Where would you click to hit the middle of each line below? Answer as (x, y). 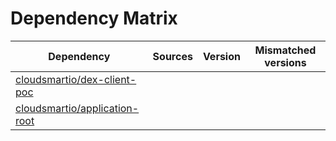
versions (285, 62)
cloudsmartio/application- (77, 108)
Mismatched (285, 50)
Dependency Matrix (94, 18)
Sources (172, 56)
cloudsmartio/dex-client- (76, 79)
